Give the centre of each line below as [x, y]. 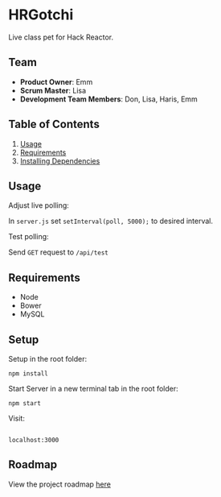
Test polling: [29, 237]
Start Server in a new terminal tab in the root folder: [93, 389]
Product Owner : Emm [56, 81]
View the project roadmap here [59, 484]
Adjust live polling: [39, 205]
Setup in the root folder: [48, 359]
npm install [28, 374]
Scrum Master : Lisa [53, 90]
